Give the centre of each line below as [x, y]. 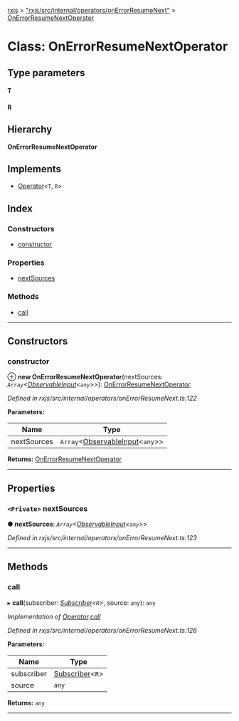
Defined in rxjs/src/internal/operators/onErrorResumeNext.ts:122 [102, 399]
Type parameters [46, 73]
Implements [34, 169]
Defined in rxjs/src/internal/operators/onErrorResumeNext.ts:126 [102, 630]
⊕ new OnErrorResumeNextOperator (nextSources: [85, 377]
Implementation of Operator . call [54, 616]
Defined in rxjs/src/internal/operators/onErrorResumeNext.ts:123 [102, 538]
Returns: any [26, 702]
